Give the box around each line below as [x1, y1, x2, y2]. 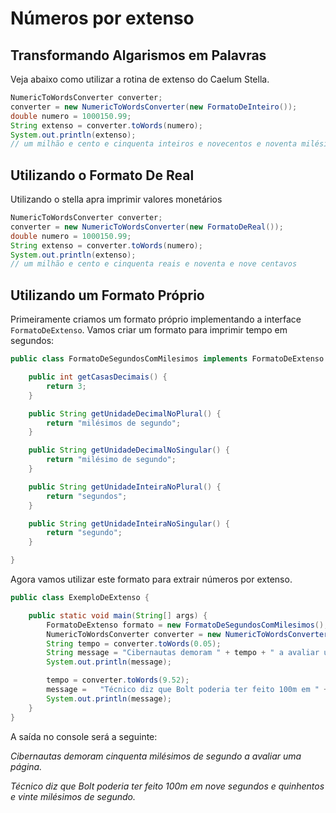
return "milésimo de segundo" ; [46, 455, 177, 465]
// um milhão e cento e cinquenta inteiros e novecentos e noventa [10, 139, 298, 149]
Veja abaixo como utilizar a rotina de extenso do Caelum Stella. [10, 73, 270, 85]
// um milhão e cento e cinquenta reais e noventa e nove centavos [10, 259, 298, 269]
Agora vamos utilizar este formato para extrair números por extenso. [10, 573, 293, 585]
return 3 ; [46, 381, 87, 391]
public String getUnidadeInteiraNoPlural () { [28, 482, 222, 492]
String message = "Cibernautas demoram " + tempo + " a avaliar [46, 648, 320, 658]
